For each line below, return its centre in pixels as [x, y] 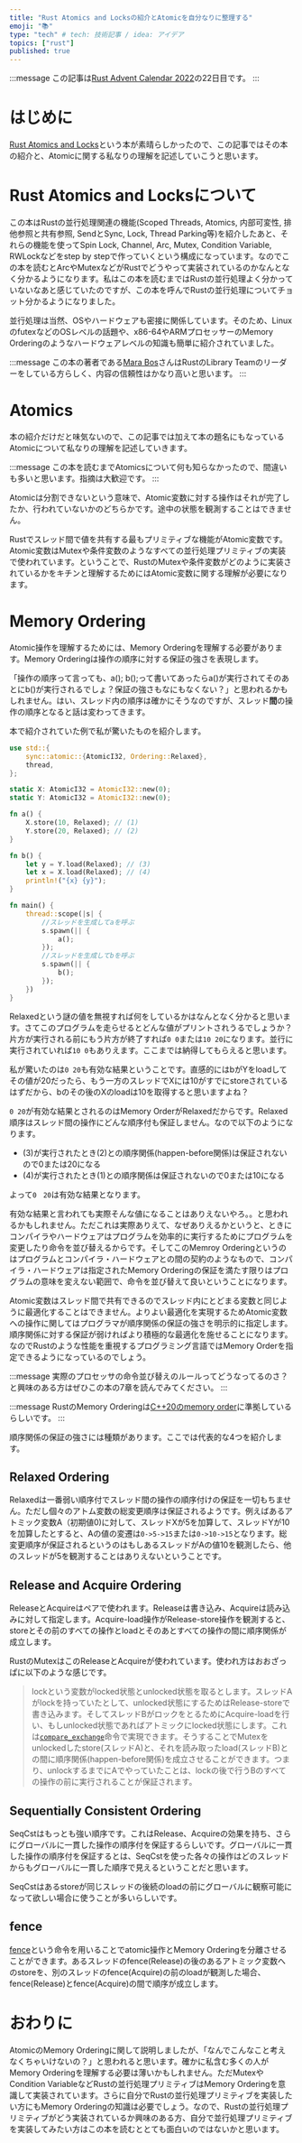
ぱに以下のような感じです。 [60, 1672]
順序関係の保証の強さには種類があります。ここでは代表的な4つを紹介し [142, 1436]
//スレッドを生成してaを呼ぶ [88, 922]
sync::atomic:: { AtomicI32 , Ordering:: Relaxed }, [116, 756]
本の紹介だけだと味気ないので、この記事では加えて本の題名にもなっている [147, 436]
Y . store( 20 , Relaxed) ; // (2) [82, 831]
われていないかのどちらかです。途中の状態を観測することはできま [162, 508]
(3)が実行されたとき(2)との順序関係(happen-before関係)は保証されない [155, 1152]
